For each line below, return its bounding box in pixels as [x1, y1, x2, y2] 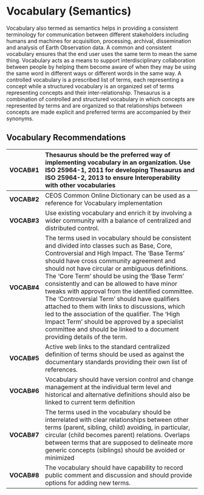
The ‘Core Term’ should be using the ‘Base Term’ [45, 272, 184, 280]
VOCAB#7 [9, 431, 39, 439]
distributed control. [45, 224, 100, 232]
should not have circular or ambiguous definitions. [45, 264, 188, 272]
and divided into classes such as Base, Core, [45, 241, 172, 250]
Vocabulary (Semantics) [6, 4, 132, 18]
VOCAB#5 [9, 354, 39, 362]
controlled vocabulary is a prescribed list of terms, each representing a [6, 76, 184, 83]
